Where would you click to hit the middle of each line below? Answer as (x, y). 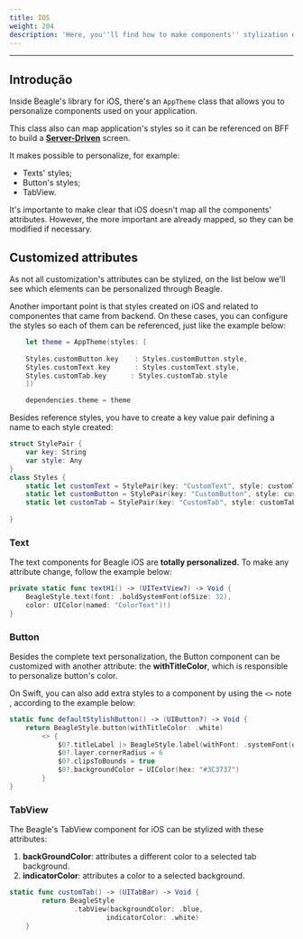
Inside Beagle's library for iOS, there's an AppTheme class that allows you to (147, 101)
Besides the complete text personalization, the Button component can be (145, 656)
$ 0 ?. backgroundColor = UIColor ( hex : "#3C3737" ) (149, 770)
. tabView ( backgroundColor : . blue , (138, 909)
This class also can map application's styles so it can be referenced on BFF (149, 128)
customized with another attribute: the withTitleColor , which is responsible (149, 666)
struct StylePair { (46, 444)
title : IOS (30, 18)
